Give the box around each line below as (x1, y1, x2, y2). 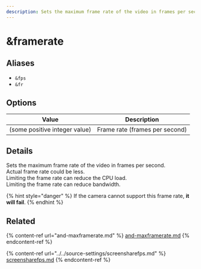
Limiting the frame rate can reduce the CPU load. (6, 175, 127, 182)
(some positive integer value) (9, 126, 92, 134)
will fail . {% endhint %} (6, 198, 64, 206)
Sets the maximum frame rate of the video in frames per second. (6, 162, 166, 169)
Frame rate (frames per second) (97, 126, 187, 134)
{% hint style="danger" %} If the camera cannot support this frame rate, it (6, 192, 190, 200)
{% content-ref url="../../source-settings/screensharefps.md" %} (6, 250, 166, 257)
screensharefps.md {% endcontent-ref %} (6, 256, 111, 264)
